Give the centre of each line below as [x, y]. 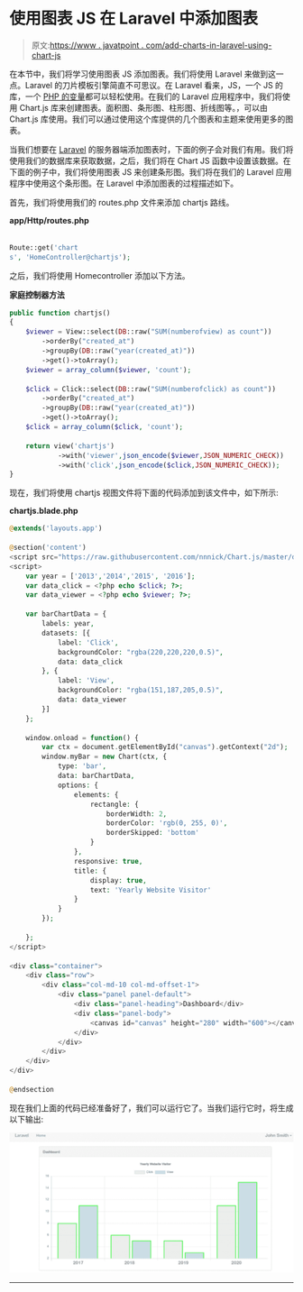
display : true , [118, 880]
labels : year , [68, 624]
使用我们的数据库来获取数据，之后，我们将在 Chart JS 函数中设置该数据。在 [150, 160]
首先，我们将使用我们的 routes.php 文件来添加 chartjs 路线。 [122, 202]
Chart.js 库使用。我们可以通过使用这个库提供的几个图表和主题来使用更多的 [147, 119]
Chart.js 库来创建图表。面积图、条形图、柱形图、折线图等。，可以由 [144, 107]
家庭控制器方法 [37, 295]
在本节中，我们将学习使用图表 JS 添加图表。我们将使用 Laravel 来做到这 [143, 74]
